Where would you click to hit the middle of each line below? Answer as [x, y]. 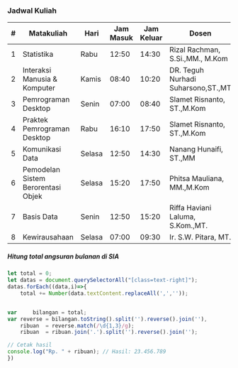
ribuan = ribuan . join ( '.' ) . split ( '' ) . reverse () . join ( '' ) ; [109, 332]
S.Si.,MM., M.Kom [199, 59]
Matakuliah [48, 33]
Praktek [35, 120]
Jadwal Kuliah [32, 11]
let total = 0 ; [30, 274]
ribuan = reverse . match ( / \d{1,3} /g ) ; [77, 325]
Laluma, [183, 217]
